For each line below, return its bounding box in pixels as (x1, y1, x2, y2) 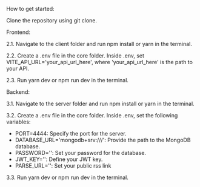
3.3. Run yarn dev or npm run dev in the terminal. (6, 174, 128, 181)
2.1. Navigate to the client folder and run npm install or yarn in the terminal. (6, 41, 192, 47)
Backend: (6, 88, 30, 96)
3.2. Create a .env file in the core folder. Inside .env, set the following (6, 112, 178, 119)
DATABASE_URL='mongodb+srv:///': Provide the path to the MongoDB (15, 136, 191, 143)
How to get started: (6, 5, 55, 12)
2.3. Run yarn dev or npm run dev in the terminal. (6, 77, 129, 84)
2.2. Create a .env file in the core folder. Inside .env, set (6, 52, 144, 59)
